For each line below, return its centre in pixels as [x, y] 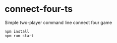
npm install [17, 31]
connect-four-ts [39, 9]
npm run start [19, 36]
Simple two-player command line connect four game [58, 22]
